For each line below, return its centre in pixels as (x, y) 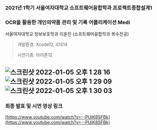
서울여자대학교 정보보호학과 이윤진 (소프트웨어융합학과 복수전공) (67, 34)
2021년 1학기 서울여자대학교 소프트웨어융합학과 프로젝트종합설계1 (79, 7)
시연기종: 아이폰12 (35, 55)
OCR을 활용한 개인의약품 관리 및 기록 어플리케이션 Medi (68, 22)
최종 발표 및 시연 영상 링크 (34, 106)
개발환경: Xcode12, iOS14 (42, 44)
